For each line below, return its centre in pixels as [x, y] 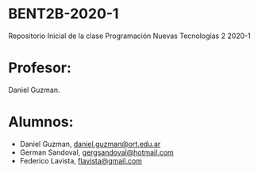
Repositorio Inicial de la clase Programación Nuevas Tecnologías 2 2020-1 [130, 36]
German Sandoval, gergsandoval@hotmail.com [97, 152]
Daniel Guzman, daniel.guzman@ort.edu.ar [90, 144]
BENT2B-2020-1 [64, 14]
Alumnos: [41, 122]
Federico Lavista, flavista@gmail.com [81, 160]
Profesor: [40, 68]
